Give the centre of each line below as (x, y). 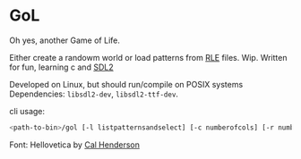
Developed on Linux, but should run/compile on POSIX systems (126, 84)
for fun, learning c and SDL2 (61, 67)
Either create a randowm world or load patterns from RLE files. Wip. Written (148, 57)
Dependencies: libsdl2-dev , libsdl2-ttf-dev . (94, 94)
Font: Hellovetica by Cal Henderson (75, 145)
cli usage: (27, 111)
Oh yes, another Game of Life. (65, 40)
